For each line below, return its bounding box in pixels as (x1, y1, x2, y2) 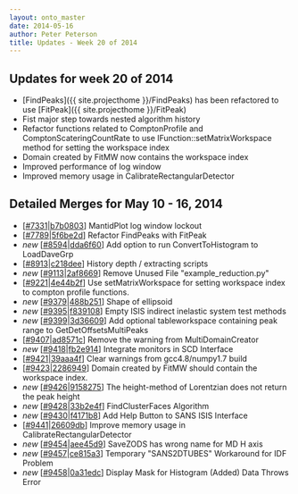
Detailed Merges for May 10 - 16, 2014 (9, 197, 223, 212)
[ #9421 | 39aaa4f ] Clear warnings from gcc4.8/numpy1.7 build (21, 353, 248, 364)
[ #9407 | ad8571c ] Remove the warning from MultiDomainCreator (21, 334, 259, 345)
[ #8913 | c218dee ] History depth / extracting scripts (21, 258, 209, 269)
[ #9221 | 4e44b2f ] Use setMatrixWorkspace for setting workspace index (21, 277, 286, 288)
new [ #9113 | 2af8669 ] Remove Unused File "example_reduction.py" (21, 267, 269, 278)
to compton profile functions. (21, 287, 129, 297)
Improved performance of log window (21, 162, 162, 172)
